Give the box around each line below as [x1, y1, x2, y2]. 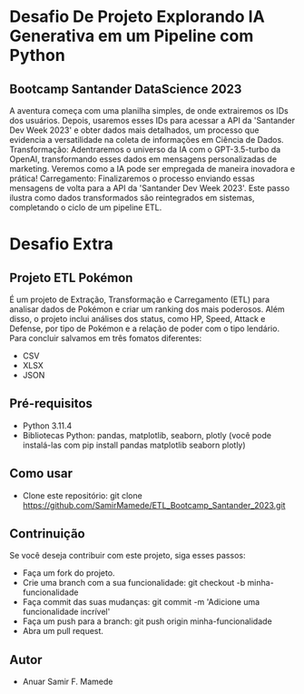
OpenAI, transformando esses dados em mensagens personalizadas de [9, 154, 278, 165]
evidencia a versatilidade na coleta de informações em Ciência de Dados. [9, 135, 284, 145]
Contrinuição [9, 526, 85, 542]
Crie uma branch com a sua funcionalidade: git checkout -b [22, 578, 246, 588]
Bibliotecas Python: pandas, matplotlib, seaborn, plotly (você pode [22, 429, 272, 440]
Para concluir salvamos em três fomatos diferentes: [9, 333, 202, 343]
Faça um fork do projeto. [22, 568, 115, 578]
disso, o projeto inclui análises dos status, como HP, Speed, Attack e [9, 314, 266, 324]
